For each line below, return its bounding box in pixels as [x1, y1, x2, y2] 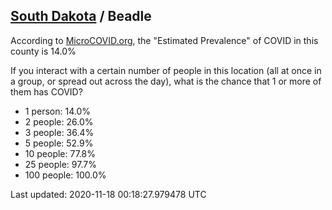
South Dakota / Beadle [10, 8, 152, 25]
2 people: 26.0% [24, 115, 94, 128]
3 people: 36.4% [24, 126, 95, 138]
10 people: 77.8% [24, 147, 96, 159]
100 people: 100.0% [24, 169, 107, 181]
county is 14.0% [10, 45, 77, 57]
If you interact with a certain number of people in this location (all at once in [10, 64, 322, 76]
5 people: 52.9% [24, 137, 94, 149]
